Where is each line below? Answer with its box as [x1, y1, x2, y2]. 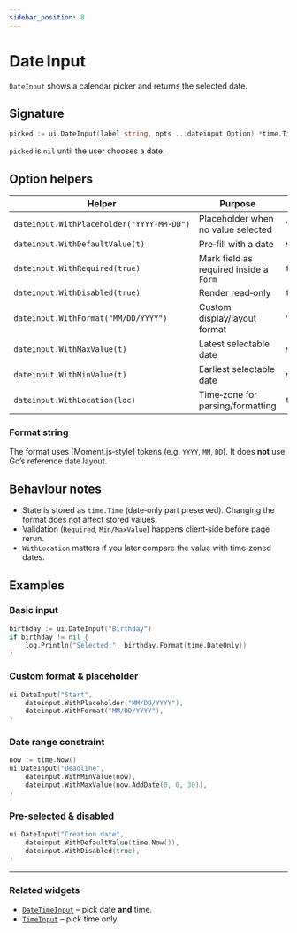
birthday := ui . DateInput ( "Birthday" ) [9, 624, 152, 634]
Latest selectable [198, 338, 270, 350]
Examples [9, 578, 65, 593]
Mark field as [198, 253, 254, 265]
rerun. [21, 533, 44, 544]
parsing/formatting [198, 400, 277, 412]
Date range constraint [9, 736, 105, 749]
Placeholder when [198, 213, 274, 225]
